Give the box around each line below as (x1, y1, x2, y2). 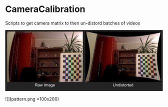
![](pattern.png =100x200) (5, 96, 59, 102)
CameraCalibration (5, 3, 85, 15)
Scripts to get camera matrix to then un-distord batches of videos (5, 20, 140, 26)
